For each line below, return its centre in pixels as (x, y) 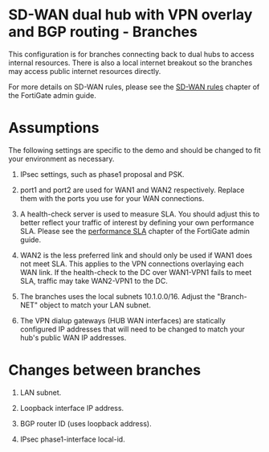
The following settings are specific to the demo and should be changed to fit (134, 150)
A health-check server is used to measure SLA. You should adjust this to (140, 214)
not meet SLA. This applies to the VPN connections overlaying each (132, 264)
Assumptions (54, 128)
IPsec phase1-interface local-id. (73, 439)
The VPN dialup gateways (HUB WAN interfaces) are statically (123, 320)
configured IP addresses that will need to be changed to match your (132, 329)
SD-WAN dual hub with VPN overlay (130, 15)
